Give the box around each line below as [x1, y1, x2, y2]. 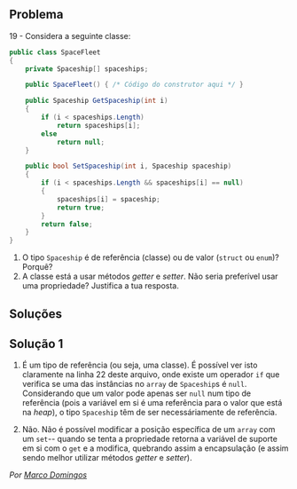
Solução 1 [9, 336, 64, 351]
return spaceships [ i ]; [56, 121, 141, 130]
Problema [9, 7, 64, 22]
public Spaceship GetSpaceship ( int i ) [25, 97, 168, 106]
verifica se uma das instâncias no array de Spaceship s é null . [21, 379, 247, 390]
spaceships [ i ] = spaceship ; [56, 194, 161, 203]
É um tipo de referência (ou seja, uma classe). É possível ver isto [21, 359, 258, 371]
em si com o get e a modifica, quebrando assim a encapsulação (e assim [21, 443, 289, 454]
